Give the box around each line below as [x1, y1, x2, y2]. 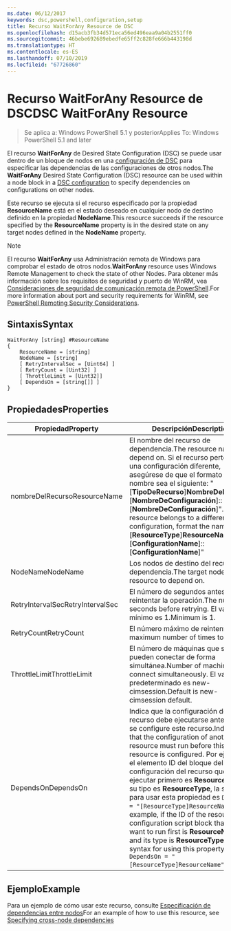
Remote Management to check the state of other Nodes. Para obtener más [7, 269, 219, 277]
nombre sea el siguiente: [129, 479, 209, 489]
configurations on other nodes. [7, 185, 95, 193]
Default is [167, 687, 199, 696]
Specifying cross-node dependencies [7, 916, 115, 924]
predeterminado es [129, 678, 191, 688]
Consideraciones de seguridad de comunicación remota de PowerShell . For [7, 283, 220, 292]
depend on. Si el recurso [129, 453, 208, 462]
